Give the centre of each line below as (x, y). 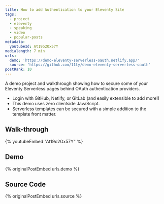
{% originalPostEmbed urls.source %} (44, 196)
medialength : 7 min (25, 51)
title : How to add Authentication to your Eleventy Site (65, 10)
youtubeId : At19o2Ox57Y (34, 46)
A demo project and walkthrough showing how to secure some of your (77, 83)
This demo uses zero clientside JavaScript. (56, 103)
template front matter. (34, 114)
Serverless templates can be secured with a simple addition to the (79, 109)
